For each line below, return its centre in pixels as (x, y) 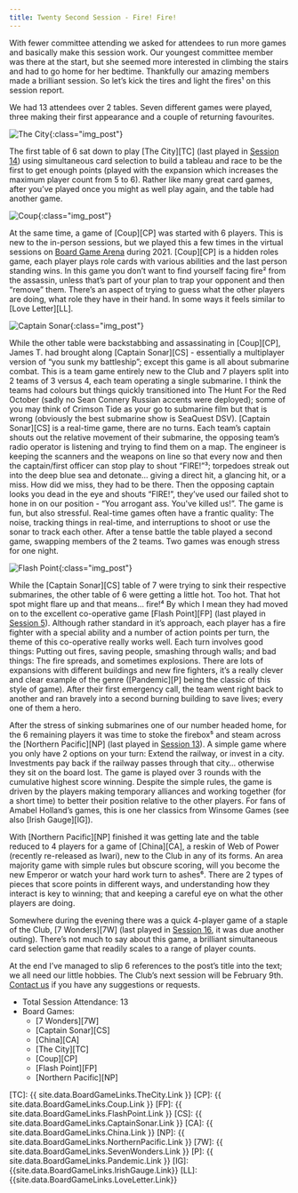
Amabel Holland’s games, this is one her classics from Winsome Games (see (149, 810)
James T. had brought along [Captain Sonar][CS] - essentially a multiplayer (147, 352)
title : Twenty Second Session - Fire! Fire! (93, 17)
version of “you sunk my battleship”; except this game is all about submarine (149, 362)
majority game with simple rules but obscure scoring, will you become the (145, 865)
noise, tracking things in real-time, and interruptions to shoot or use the (140, 522)
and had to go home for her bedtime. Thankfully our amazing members (139, 71)
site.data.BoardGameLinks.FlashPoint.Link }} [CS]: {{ (106, 1113)
